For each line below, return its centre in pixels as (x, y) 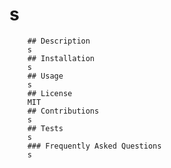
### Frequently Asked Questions (94, 146)
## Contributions (63, 111)
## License (50, 93)
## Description (59, 41)
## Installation (61, 58)
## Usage (45, 76)
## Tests (45, 128)
